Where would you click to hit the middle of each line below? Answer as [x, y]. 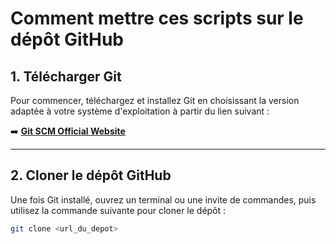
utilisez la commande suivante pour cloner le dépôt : [118, 210]
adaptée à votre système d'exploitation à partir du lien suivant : [140, 111]
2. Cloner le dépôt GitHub [91, 175]
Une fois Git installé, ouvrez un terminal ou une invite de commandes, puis [163, 199]
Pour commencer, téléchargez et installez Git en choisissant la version [155, 100]
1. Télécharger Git [66, 76]
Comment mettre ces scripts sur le [157, 18]
